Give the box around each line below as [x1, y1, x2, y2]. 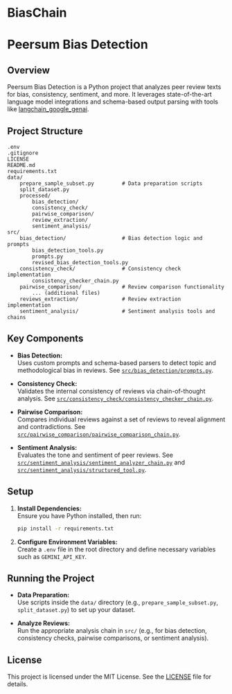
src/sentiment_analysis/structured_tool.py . [17, 465, 147, 474]
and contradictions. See [17, 422, 86, 430]
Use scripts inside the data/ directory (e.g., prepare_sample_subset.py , [17, 598, 218, 606]
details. [7, 680, 28, 688]
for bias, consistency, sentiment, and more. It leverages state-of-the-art [7, 90, 213, 99]
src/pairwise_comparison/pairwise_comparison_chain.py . [17, 430, 181, 438]
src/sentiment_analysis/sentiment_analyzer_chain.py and [17, 458, 186, 467]
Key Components [7, 332, 84, 345]
